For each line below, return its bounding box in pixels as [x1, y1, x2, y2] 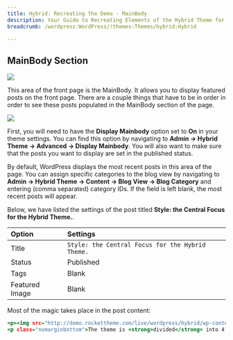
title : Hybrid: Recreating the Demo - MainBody [7, 10, 148, 17]
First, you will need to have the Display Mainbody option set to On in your [7, 127, 218, 136]
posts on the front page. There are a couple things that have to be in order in [7, 93, 226, 102]
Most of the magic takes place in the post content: [7, 306, 151, 315]
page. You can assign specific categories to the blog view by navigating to [7, 170, 220, 179]
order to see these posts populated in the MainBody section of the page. [7, 101, 215, 109]
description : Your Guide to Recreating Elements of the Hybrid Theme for [7, 17, 225, 24]
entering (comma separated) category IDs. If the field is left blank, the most [7, 185, 223, 193]
